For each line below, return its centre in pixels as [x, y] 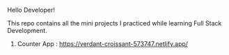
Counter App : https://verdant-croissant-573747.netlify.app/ [103, 44]
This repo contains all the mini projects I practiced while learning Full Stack [114, 23]
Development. [27, 31]
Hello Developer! [31, 10]
